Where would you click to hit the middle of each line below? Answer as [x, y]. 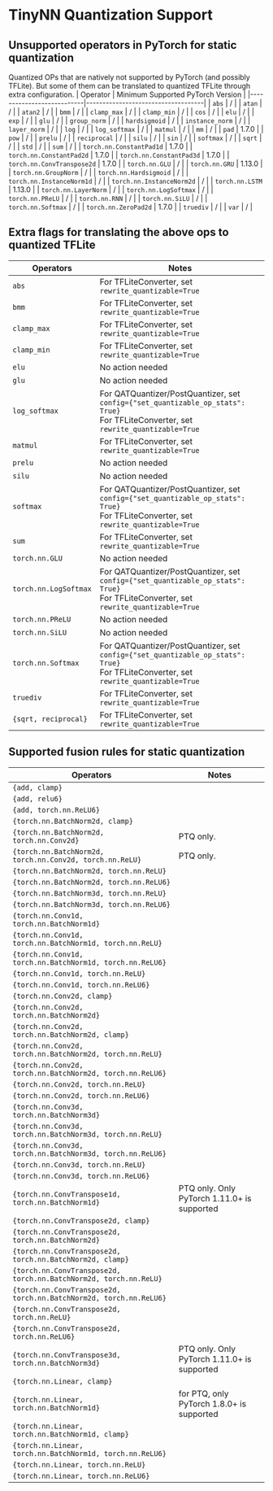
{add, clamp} [38, 787]
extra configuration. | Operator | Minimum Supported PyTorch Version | [127, 94]
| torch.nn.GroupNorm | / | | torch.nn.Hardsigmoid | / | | [99, 172]
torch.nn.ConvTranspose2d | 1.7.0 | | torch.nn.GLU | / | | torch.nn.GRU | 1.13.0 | [136, 163]
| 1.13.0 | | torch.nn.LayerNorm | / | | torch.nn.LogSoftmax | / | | [111, 190]
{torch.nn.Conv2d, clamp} [63, 996]
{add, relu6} [38, 798]
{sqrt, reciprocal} [50, 719]
